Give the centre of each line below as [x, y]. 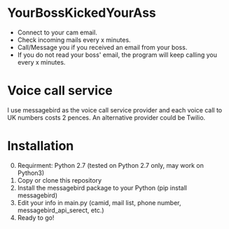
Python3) [31, 173]
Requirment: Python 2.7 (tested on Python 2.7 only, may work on [111, 165]
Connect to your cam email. [57, 32]
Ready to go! [36, 217]
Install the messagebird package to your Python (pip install [102, 188]
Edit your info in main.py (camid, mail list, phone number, [99, 202]
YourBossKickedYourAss [82, 13]
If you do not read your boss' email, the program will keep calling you [117, 55]
